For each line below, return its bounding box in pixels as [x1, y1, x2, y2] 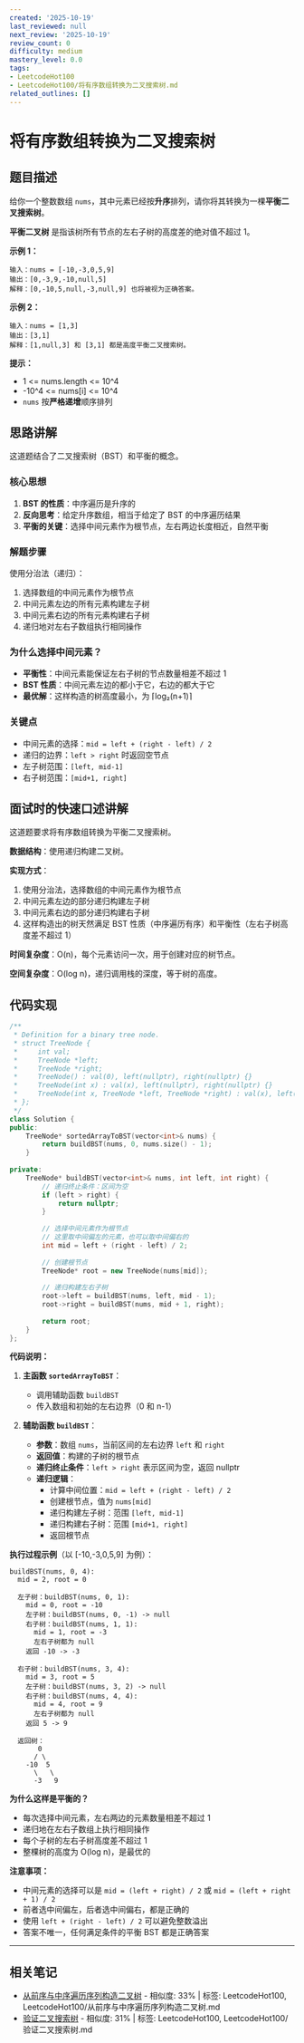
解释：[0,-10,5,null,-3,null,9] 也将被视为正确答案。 [9, 284, 199, 294]
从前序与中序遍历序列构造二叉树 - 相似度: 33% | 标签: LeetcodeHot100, [22, 1990, 287, 2001]
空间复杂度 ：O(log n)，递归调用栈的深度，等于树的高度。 [9, 968, 223, 979]
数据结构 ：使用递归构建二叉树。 [9, 846, 128, 857]
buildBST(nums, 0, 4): [9, 1567, 95, 1576]
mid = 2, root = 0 [17, 1576, 88, 1585]
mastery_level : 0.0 [9, 55, 83, 64]
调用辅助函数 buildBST [35, 1390, 119, 1401]
